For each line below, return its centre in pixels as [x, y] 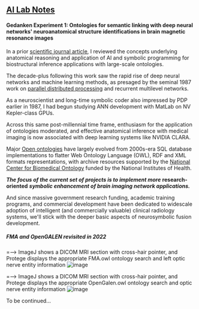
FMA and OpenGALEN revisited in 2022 [56, 237]
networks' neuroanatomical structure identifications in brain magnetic [96, 31]
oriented [17, 186]
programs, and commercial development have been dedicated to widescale [99, 204]
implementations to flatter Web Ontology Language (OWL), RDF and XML [97, 155]
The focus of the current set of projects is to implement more [84, 179]
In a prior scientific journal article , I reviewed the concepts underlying [92, 51]
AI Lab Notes [31, 10]
